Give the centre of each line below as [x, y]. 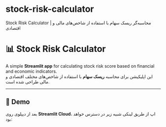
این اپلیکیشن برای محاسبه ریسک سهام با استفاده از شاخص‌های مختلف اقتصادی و [79, 76]
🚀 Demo [18, 102]
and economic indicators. [31, 71]
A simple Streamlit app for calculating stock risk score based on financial [80, 66]
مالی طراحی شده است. [28, 82]
